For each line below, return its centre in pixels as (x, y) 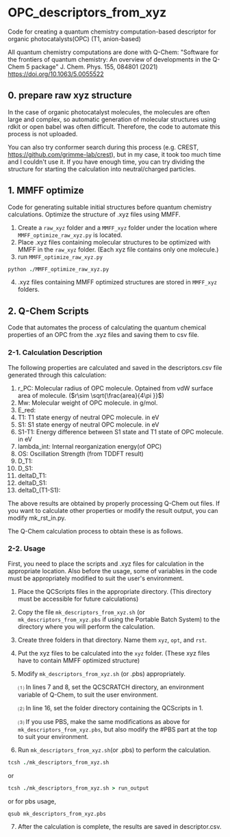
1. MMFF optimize (46, 191)
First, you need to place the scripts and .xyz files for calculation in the (106, 564)
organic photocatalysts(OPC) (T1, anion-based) (74, 38)
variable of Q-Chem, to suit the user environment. (88, 695)
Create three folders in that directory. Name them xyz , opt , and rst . (112, 640)
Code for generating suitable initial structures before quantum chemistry (110, 207)
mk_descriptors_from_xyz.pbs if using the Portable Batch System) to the (119, 619)
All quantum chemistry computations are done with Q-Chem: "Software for (113, 52)
